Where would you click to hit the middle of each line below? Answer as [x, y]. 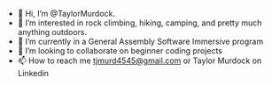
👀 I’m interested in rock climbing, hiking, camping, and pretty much [140, 23]
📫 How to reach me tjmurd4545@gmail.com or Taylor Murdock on [140, 60]
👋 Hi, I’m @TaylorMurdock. [66, 14]
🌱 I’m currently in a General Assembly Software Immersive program [140, 41]
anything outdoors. [52, 32]
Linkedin [33, 73]
